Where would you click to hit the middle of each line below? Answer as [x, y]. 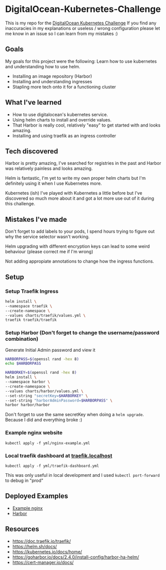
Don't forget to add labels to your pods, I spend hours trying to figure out [80, 231]
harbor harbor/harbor [28, 405]
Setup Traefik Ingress [32, 291]
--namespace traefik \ [29, 306]
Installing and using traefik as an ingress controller [64, 136]
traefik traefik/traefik [31, 320]
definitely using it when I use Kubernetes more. [54, 183]
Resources [22, 529]
